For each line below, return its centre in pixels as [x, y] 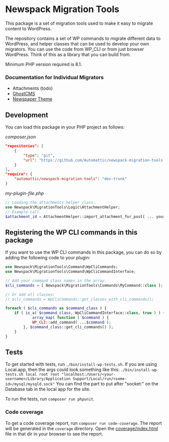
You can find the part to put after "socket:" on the [107, 384]
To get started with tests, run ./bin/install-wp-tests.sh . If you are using [81, 364]
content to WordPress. [28, 28]
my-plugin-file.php [25, 193]
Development [27, 115]
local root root [42, 374]
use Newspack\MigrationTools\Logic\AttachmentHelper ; [63, 207]
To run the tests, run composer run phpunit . [50, 399]
